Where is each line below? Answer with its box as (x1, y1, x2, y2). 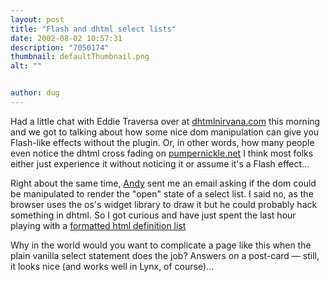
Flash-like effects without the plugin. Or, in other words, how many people (10, 136, 315, 148)
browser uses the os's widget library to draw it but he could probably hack (10, 198, 318, 210)
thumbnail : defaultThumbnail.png (10, 52, 150, 62)
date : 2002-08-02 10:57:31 (10, 33, 123, 43)
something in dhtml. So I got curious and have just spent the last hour (10, 209, 297, 221)
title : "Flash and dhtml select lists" (10, 24, 177, 34)
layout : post (10, 14, 65, 25)
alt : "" (10, 61, 43, 71)
